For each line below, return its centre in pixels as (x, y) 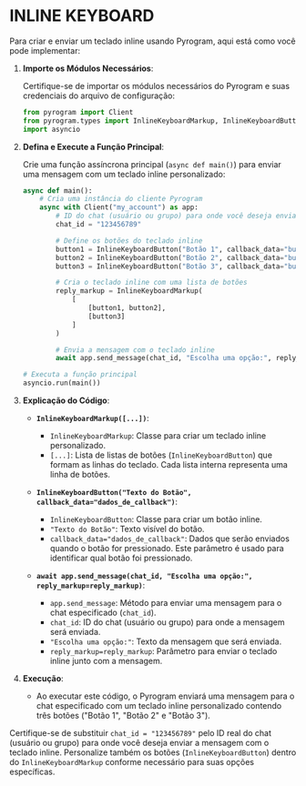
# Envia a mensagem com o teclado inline (136, 350)
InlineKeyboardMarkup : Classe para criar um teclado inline (158, 436)
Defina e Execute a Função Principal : (93, 146)
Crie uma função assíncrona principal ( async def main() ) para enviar (152, 164)
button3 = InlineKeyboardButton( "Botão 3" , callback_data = (170, 266)
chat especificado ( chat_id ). (103, 613)
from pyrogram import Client (78, 112)
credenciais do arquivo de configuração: (99, 96)
